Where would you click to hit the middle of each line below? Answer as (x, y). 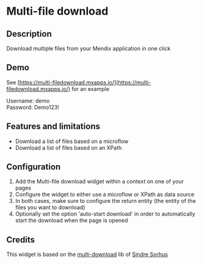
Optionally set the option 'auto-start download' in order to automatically (105, 214)
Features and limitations (53, 127)
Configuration (34, 167)
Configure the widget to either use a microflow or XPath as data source (105, 194)
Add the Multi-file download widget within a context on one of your (99, 182)
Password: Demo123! (33, 107)
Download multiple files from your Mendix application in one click (88, 48)
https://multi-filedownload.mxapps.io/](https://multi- (85, 82)
